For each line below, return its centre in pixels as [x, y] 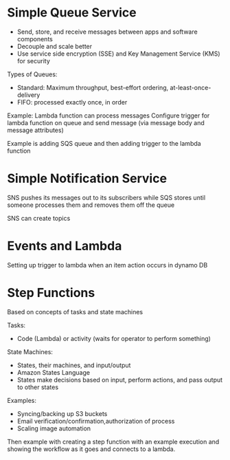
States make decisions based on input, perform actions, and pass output [120, 380]
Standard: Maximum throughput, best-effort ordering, [93, 87]
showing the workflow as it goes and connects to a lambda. [91, 449]
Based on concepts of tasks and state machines [75, 311]
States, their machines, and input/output [74, 365]
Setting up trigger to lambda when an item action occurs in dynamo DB [107, 265]
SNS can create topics [39, 218]
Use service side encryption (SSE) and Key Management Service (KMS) [119, 54]
